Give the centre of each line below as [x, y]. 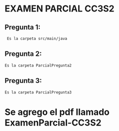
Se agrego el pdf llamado [57, 112]
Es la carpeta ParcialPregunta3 [38, 92]
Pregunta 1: [23, 27]
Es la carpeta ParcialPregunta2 [38, 65]
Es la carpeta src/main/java [37, 38]
